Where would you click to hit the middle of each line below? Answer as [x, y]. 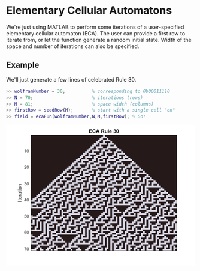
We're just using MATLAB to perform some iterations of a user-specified [95, 27]
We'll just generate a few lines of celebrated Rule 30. [71, 79]
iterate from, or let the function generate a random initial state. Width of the [99, 40]
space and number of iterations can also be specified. [73, 46]
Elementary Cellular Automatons [89, 10]
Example [23, 65]
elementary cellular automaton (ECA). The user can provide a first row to [96, 33]
